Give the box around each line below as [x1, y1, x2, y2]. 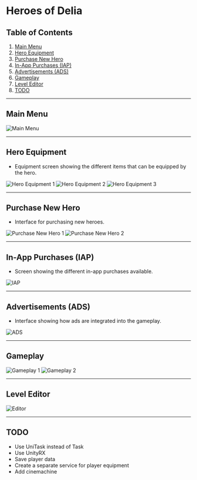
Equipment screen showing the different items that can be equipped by [14, 163, 186, 170]
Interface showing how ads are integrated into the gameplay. [14, 317, 162, 324]
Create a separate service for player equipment [14, 462, 129, 469]
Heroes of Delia [6, 4, 83, 18]
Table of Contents [6, 28, 73, 38]
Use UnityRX [14, 449, 46, 456]
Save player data [14, 455, 56, 462]
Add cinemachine [14, 468, 57, 475]
